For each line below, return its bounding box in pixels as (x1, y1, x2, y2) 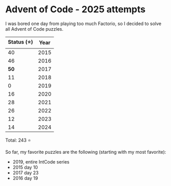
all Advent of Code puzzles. (5, 26, 64, 32)
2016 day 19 (12, 175, 38, 181)
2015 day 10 (12, 164, 38, 170)
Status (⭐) (8, 38, 33, 45)
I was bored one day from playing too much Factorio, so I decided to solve (5, 20, 162, 27)
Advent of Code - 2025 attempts (5, 4, 146, 15)
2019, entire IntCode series (12, 158, 70, 165)
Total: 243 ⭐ (5, 137, 32, 143)
